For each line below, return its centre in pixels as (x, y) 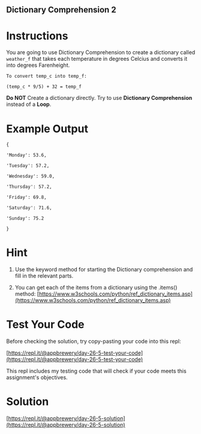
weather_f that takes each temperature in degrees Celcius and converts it (97, 59)
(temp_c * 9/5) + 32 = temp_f (44, 87)
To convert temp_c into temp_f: (46, 76)
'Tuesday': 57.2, (28, 166)
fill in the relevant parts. (44, 276)
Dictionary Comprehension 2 (61, 10)
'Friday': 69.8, (26, 197)
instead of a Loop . (29, 104)
